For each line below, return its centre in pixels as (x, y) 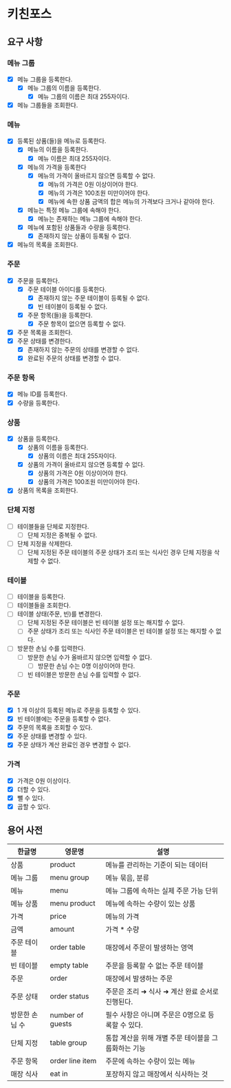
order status (69, 996)
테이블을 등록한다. (41, 597)
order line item (73, 1060)
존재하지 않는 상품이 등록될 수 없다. (85, 236)
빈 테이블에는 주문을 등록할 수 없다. (64, 719)
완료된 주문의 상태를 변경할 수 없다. (74, 358)
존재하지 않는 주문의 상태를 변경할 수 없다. (83, 350)
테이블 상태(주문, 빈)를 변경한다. (60, 614)
